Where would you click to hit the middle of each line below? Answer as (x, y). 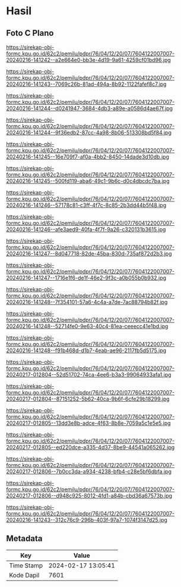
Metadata (24, 538)
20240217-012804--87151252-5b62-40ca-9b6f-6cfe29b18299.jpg (88, 399)
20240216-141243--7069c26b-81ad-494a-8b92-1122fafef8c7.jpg (86, 84)
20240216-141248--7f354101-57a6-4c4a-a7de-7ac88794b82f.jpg (87, 302)
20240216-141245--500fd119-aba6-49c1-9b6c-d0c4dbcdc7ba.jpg (88, 181)
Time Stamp (26, 566)
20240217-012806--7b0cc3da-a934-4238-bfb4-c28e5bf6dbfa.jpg (89, 471)
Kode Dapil (24, 575)
